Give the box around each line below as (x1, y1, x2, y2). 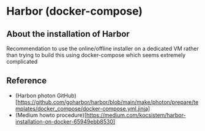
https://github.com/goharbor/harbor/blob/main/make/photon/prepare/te (17, 98, 199, 105)
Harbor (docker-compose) (6, 4, 143, 18)
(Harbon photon (15, 92, 56, 99)
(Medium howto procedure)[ (15, 111, 87, 119)
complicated (6, 58, 38, 65)
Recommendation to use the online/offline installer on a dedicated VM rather (6, 45, 199, 52)
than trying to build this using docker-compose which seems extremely (6, 51, 186, 59)
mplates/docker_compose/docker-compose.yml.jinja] (15, 105, 151, 112)
